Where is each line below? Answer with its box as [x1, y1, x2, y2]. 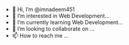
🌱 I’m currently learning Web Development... [12, 19, 124, 26]
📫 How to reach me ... [12, 32, 69, 39]
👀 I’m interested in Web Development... [12, 12, 110, 19]
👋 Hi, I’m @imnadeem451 [12, 6, 75, 13]
